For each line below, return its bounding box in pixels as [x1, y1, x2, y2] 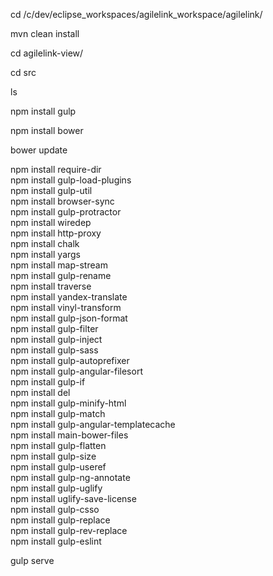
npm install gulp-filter [10, 323, 99, 334]
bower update [10, 144, 68, 156]
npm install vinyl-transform [10, 302, 122, 313]
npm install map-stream [10, 259, 108, 271]
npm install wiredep [10, 217, 92, 228]
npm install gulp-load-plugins [10, 174, 132, 186]
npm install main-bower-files [10, 429, 129, 441]
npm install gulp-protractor [10, 206, 122, 218]
